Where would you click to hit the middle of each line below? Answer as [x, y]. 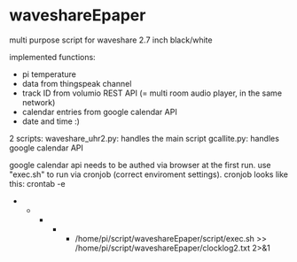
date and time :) [51, 121]
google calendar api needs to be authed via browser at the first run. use [141, 165]
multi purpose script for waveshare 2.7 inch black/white [111, 40]
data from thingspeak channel [77, 83]
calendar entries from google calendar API [99, 112]
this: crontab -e [37, 183]
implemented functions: [52, 57]
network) [39, 102]
